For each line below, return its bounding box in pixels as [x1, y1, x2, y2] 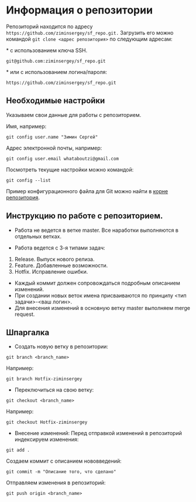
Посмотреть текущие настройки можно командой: [6, 166, 134, 173]
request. [14, 311, 35, 318]
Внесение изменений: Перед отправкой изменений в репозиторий [14, 430, 183, 437]
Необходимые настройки [6, 96, 105, 106]
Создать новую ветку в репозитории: [14, 343, 108, 350]
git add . [6, 447, 30, 453]
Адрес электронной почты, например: [6, 144, 102, 151]
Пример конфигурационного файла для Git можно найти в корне [6, 187, 169, 194]
